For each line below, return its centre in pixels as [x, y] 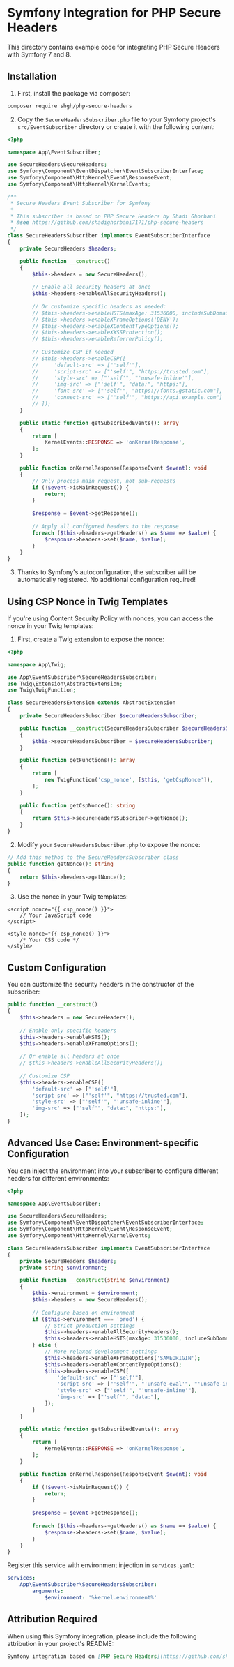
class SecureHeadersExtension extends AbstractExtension [92, 703]
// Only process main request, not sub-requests [104, 481]
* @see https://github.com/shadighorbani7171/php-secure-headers [107, 223]
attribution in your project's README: [61, 1643]
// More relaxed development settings [101, 1352]
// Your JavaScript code [56, 915]
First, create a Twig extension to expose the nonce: [91, 639]
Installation [32, 76]
